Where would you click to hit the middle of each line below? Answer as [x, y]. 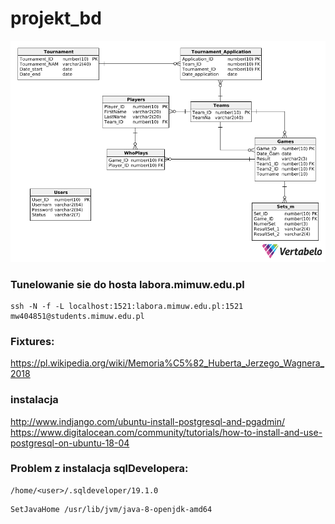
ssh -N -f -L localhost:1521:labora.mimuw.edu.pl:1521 [127, 306]
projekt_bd [56, 18]
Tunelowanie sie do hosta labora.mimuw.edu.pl [127, 284]
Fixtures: [32, 341]
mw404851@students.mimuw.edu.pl [77, 316]
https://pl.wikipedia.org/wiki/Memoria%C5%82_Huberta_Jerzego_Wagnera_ [167, 363]
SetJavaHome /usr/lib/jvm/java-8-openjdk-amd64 [111, 509]
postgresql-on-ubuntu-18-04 [70, 443]
